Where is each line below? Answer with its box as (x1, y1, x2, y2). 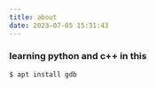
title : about (9, 12, 58, 22)
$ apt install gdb (9, 70, 77, 79)
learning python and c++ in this (9, 50, 147, 62)
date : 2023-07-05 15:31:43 (9, 21, 109, 30)
